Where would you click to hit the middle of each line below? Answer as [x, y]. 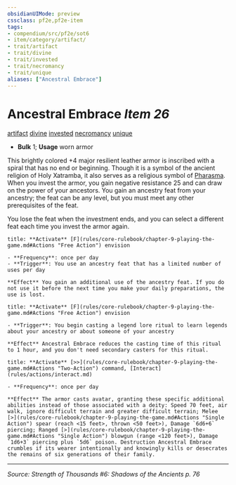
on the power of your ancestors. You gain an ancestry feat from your [106, 190]
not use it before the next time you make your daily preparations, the [116, 289]
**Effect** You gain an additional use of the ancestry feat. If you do [116, 283]
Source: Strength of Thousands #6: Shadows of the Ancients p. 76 [104, 474]
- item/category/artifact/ [47, 40]
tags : [15, 27]
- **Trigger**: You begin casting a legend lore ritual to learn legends [118, 325]
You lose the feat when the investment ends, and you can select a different [116, 219]
